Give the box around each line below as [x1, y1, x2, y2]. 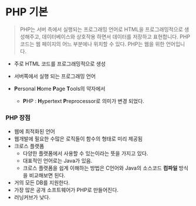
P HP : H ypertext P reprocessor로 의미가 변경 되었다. [22, 97, 144, 104]
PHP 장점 [5, 114, 31, 122]
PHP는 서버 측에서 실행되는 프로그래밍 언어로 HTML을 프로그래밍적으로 [19, 26, 183, 33]
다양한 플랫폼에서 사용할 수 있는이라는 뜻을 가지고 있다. [22, 150, 148, 157]
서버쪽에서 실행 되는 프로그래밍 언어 [13, 73, 96, 80]
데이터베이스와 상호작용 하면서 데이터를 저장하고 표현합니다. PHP [42, 33, 190, 40]
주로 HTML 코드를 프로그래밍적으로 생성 [13, 60, 106, 67]
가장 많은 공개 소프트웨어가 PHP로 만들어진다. [13, 187, 119, 194]
